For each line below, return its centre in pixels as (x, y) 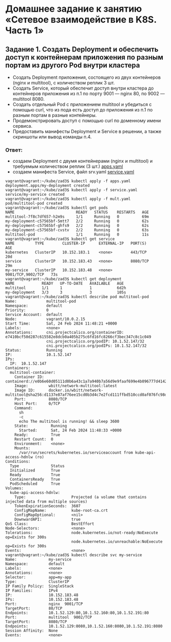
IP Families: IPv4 (32, 591)
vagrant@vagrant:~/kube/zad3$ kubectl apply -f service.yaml (72, 190)
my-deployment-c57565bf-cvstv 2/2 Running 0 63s (77, 230)
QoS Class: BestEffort (50, 524)
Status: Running (34, 351)
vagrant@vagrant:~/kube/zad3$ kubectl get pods (57, 208)
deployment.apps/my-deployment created (48, 186)
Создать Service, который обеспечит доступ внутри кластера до (83, 88)
